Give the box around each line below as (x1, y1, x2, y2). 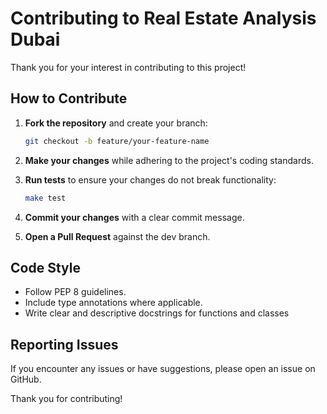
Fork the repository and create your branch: (24, 117, 208, 129)
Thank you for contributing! (10, 393, 123, 405)
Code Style (10, 259, 81, 276)
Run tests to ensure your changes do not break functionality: (24, 173, 277, 186)
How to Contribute (10, 90, 128, 107)
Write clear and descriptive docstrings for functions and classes (24, 307, 290, 319)
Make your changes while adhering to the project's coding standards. (24, 154, 314, 166)
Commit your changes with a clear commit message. (24, 211, 245, 223)
